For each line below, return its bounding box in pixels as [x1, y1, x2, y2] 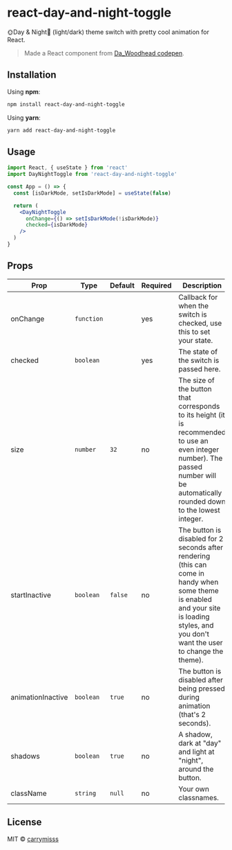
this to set [178, 327, 211, 337]
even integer [178, 445, 220, 454]
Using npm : [7, 87, 41, 96]
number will [178, 470, 216, 480]
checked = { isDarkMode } [25, 222, 88, 229]
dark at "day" [178, 738, 222, 747]
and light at [178, 747, 215, 756]
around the [178, 764, 214, 774]
